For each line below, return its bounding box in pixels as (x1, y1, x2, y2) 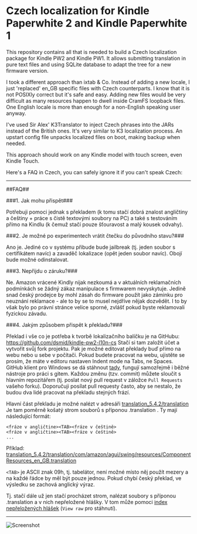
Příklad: (6, 444, 25, 451)
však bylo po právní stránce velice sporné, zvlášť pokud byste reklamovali (6, 303, 185, 310)
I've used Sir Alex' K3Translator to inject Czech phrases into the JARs (6, 121, 174, 128)
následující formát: (6, 413, 51, 420)
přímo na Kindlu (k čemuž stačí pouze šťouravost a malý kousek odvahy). (6, 221, 184, 228)
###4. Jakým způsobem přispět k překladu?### (6, 321, 123, 328)
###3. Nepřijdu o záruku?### (6, 267, 78, 274)
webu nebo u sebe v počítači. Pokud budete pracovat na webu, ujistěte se (6, 351, 185, 359)
